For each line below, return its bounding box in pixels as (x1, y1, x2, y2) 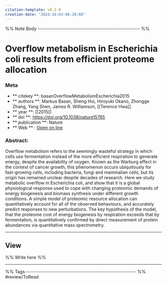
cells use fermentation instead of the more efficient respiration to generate (5, 153, 158, 159)
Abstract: (5, 137, 29, 144)
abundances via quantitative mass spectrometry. (5, 222, 105, 228)
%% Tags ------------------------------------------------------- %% (5, 269, 146, 275)
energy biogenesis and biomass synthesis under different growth (5, 191, 139, 197)
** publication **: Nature (12, 119, 63, 125)
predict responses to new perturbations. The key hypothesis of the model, (5, 207, 158, 213)
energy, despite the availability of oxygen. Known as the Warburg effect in (5, 159, 157, 165)
